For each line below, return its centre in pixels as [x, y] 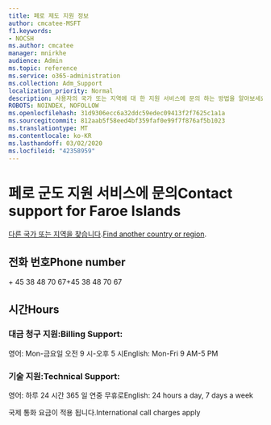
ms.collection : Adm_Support [56, 83]
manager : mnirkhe [38, 53]
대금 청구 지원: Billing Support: [66, 334]
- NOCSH [21, 38]
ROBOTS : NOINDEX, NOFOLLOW [54, 106]
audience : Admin [35, 61]
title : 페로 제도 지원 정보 [49, 16]
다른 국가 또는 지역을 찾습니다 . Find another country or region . [108, 234]
